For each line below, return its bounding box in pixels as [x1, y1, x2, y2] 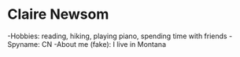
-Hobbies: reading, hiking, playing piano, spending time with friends [7, 31, 227, 41]
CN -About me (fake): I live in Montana [41, 39, 167, 48]
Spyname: [7, 39, 40, 48]
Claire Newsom [7, 5, 109, 23]
